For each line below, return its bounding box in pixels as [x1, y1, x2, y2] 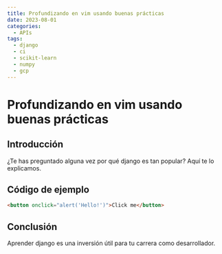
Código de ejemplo [7, 183, 89, 195]
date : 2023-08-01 [7, 16, 57, 23]
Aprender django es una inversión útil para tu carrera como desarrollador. [7, 239, 216, 247]
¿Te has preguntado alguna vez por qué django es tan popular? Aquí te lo [7, 157, 214, 165]
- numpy [13, 61, 36, 68]
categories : [7, 23, 41, 29]
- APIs [13, 29, 32, 36]
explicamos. [7, 164, 41, 172]
